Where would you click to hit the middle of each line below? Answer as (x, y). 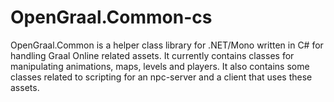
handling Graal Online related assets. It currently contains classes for (152, 55)
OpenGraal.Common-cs (111, 17)
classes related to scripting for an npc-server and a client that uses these (161, 77)
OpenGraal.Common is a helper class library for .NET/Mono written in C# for (167, 45)
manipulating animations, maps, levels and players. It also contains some (160, 66)
